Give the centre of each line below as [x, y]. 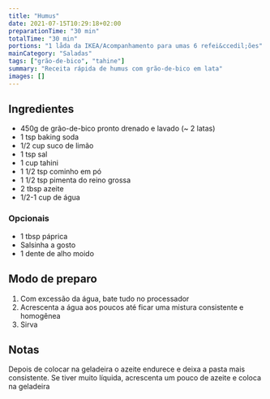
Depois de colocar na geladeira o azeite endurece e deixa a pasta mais [127, 369]
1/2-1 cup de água [50, 197]
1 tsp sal [34, 154]
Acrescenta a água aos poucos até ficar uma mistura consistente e [132, 307]
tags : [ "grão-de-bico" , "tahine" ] [67, 62]
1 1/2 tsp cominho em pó [61, 172]
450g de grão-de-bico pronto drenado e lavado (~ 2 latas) [118, 129]
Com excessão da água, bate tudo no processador [105, 298]
